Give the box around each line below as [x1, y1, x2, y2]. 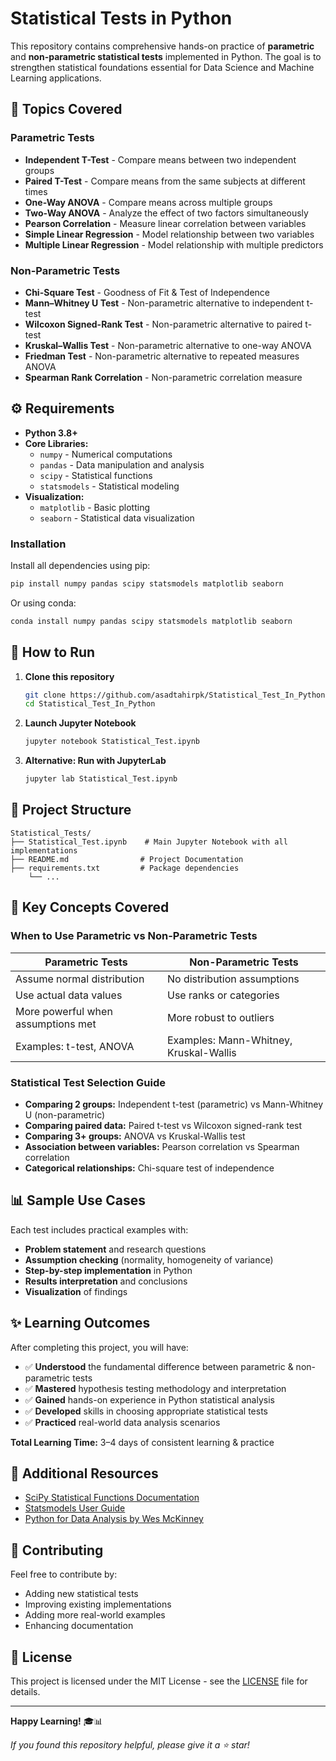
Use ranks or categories [167, 988, 280, 1002]
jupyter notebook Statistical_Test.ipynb [24, 737, 201, 747]
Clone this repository [24, 670, 115, 682]
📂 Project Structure [10, 802, 132, 819]
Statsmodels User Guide [24, 1502, 126, 1514]
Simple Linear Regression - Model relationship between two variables [24, 228, 315, 240]
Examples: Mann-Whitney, [167, 1033, 293, 1047]
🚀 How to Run [10, 644, 96, 661]
